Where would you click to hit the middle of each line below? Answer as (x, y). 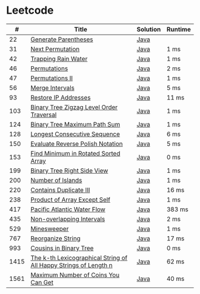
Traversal (44, 114)
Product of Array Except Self (71, 199)
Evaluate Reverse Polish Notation (77, 144)
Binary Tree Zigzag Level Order (74, 107)
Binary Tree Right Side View (69, 171)
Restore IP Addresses (61, 97)
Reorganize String (56, 238)
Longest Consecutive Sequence (75, 134)
